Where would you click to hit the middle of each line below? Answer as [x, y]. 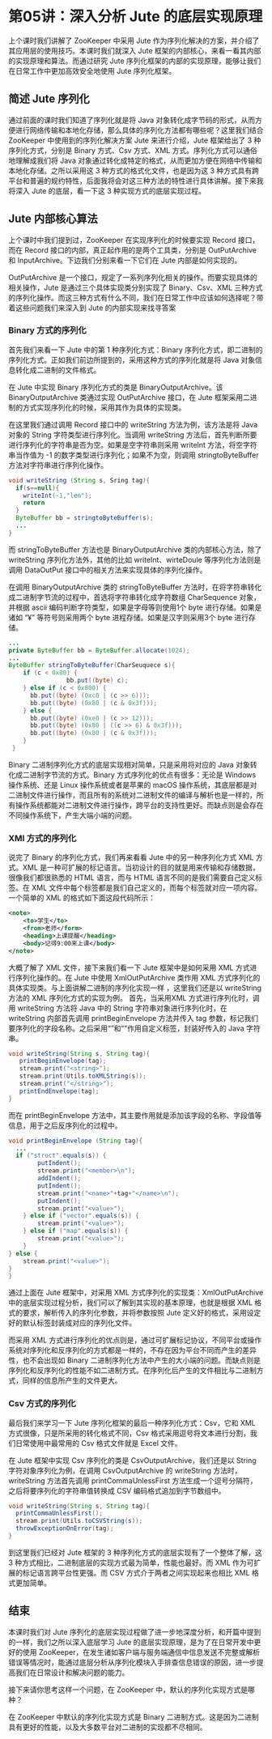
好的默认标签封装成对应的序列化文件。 [72, 1323]
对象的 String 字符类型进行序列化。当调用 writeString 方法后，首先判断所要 [133, 435]
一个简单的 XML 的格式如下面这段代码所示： [82, 898]
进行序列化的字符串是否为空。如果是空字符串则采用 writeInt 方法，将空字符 [133, 444]
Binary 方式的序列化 [47, 330]
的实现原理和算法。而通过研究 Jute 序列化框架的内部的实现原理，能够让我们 [135, 61]
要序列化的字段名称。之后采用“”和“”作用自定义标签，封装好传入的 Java [126, 1028]
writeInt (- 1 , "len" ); [57, 495]
